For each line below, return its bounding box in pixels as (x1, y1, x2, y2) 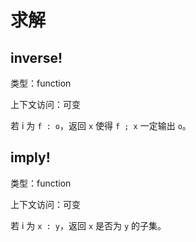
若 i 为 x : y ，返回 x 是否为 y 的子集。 (10, 219, 167, 231)
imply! (10, 149, 51, 166)
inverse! (10, 49, 63, 66)
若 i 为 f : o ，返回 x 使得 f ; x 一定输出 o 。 (10, 120, 192, 131)
